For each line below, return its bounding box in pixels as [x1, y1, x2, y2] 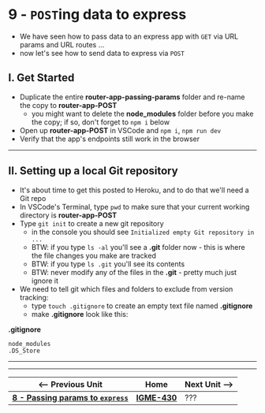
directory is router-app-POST [19, 210, 118, 220]
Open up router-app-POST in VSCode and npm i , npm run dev [19, 125, 222, 135]
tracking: [19, 292, 49, 302]
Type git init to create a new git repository [19, 218, 164, 228]
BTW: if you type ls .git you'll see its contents [31, 259, 185, 269]
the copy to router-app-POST [19, 100, 118, 110]
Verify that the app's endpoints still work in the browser [19, 134, 200, 143]
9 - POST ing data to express [8, 6, 187, 24]
